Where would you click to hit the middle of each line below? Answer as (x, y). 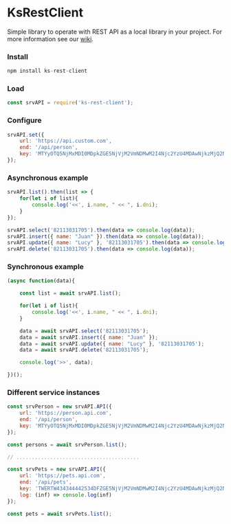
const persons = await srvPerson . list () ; (67, 444)
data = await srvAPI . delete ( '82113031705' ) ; (84, 350)
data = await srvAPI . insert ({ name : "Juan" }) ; (89, 337)
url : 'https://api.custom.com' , (66, 141)
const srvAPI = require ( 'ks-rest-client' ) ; (70, 103)
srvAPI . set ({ (26, 135)
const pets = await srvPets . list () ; (59, 514)
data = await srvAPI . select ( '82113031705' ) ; (84, 331)
